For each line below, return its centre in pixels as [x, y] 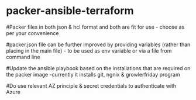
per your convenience [32, 33]
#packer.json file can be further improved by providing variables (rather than [98, 44]
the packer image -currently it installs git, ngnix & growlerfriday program [93, 74]
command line [23, 57]
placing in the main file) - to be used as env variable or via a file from [89, 50]
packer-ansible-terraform [70, 11]
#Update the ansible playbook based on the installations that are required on [98, 68]
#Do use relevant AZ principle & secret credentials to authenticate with [91, 85]
